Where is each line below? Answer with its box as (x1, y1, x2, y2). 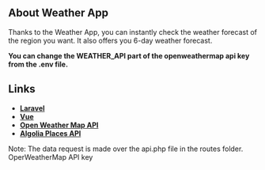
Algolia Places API (19, 128, 81, 138)
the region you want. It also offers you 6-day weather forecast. (8, 36, 213, 45)
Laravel (19, 103, 45, 113)
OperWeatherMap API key (8, 152, 93, 161)
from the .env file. (8, 59, 69, 69)
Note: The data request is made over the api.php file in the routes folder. (8, 144, 244, 153)
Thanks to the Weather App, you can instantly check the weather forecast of (8, 27, 257, 36)
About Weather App (8, 6, 109, 20)
